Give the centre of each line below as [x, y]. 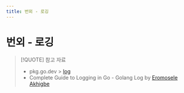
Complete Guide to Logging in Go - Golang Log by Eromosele [103, 77]
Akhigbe [39, 84]
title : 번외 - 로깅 [27, 11]
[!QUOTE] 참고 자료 [43, 60]
